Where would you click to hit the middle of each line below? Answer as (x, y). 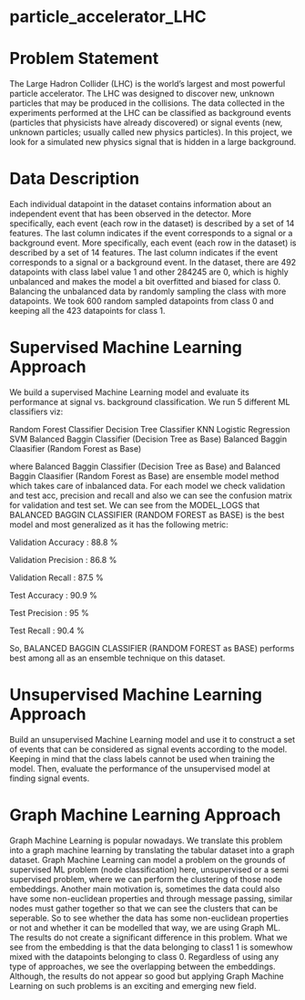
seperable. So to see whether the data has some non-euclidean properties (149, 918)
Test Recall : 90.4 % (47, 630)
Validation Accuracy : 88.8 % (64, 542)
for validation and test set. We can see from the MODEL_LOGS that (135, 505)
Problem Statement (84, 59)
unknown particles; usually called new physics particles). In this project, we (151, 132)
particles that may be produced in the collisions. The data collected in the (147, 103)
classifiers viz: (36, 411)
